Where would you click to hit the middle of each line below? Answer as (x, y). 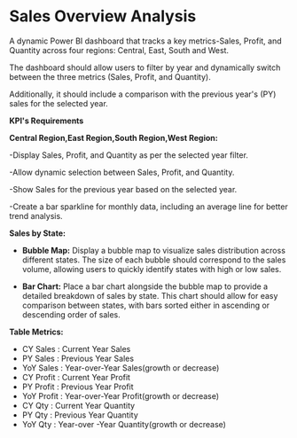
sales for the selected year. (59, 103)
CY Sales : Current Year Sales (76, 348)
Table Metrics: (36, 332)
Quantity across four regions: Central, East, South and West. (119, 50)
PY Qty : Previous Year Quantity (80, 415)
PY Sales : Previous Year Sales (78, 358)
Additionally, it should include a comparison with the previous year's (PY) (143, 94)
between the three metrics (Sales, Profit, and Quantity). (110, 76)
